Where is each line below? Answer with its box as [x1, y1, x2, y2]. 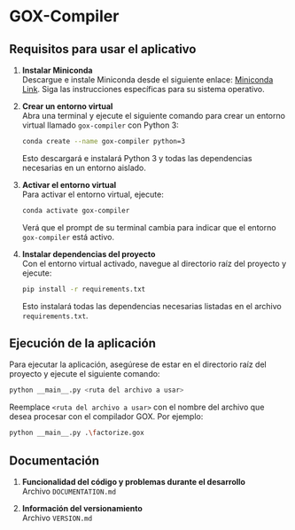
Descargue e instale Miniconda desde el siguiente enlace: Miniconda [21, 74, 274, 85]
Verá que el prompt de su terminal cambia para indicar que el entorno [21, 222, 276, 232]
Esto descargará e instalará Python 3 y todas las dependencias [21, 152, 252, 163]
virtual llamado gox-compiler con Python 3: [21, 120, 179, 130]
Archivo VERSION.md [21, 512, 93, 523]
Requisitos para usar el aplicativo [9, 42, 197, 57]
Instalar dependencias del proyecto [21, 248, 156, 259]
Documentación [9, 453, 100, 468]
